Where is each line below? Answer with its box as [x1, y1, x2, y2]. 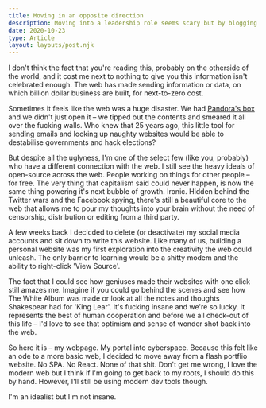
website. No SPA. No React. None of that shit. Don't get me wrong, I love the [8, 359, 258, 370]
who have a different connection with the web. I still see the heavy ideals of [8, 161, 255, 171]
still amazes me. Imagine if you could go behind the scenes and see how [8, 286, 246, 295]
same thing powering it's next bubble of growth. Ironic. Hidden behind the [8, 187, 250, 196]
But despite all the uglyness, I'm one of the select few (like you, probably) [8, 153, 249, 163]
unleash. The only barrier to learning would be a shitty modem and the [8, 253, 239, 262]
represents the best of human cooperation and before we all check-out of [8, 311, 249, 321]
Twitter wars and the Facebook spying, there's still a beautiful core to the [8, 196, 248, 205]
